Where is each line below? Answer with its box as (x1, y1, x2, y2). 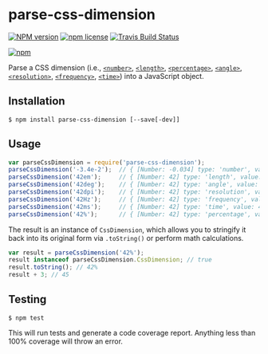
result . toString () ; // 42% (8, 263, 98, 272)
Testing (8, 293, 47, 306)
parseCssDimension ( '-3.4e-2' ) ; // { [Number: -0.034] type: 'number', (8, 166, 251, 174)
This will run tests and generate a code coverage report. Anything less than (8, 328, 256, 337)
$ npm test (8, 313, 45, 322)
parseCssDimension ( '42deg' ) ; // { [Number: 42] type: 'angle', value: (8, 181, 259, 189)
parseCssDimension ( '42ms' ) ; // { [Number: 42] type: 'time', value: (8, 203, 255, 210)
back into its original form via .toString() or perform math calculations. (8, 233, 244, 242)
